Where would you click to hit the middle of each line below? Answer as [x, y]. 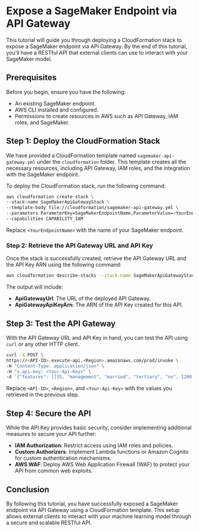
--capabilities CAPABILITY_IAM [45, 219]
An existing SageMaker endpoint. [55, 103]
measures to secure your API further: [51, 434]
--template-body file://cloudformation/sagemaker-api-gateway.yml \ [92, 208]
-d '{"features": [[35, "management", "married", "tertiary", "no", [92, 377]
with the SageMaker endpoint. [43, 174]
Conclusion [28, 489]
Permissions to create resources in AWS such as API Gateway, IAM [97, 116]
